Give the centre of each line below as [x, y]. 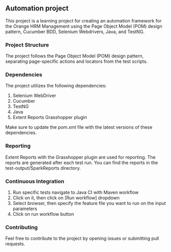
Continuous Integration [35, 181]
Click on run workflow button [43, 214]
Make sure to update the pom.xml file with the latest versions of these [79, 127]
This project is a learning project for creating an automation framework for [83, 20]
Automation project [37, 8]
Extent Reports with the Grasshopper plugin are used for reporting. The [81, 157]
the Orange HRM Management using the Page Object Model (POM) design [84, 26]
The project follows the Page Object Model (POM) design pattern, [74, 56]
